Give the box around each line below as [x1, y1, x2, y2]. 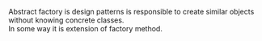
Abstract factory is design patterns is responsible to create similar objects [8, 7, 255, 16]
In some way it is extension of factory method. [8, 24, 163, 33]
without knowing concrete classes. [8, 15, 125, 25]
